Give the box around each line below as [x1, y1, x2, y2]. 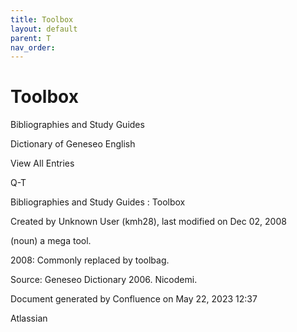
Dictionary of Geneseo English [10, 138, 136, 150]
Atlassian [10, 312, 48, 325]
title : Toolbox [10, 14, 74, 25]
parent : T [10, 33, 52, 43]
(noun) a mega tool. [10, 235, 92, 247]
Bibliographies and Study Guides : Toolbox [10, 196, 186, 208]
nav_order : [10, 42, 56, 53]
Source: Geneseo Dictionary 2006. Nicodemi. [10, 274, 198, 286]
